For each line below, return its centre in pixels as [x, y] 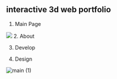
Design [23, 59]
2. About [24, 36]
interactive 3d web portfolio [58, 10]
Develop [25, 47]
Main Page [28, 24]
